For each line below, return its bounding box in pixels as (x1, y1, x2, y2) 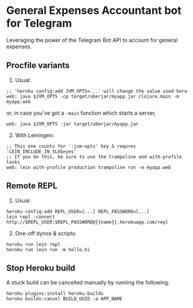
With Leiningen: (14, 131, 54, 139)
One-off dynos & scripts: (14, 229, 77, 237)
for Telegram (6, 16, 72, 30)
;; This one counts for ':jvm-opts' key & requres (6, 143, 136, 149)
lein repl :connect (6, 214, 55, 220)
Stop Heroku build (6, 263, 75, 273)
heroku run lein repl (6, 241, 61, 248)
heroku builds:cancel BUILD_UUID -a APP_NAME (6, 296, 122, 302)
